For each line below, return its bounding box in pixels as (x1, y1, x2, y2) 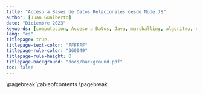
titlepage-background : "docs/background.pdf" (6, 59, 123, 65)
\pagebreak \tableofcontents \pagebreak (6, 81, 108, 88)
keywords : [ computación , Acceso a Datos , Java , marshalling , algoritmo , (6, 25, 193, 32)
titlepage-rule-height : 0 (6, 53, 71, 59)
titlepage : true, (6, 37, 50, 43)
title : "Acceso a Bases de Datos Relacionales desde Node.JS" (6, 8, 166, 15)
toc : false (6, 64, 34, 71)
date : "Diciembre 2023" (6, 20, 66, 26)
